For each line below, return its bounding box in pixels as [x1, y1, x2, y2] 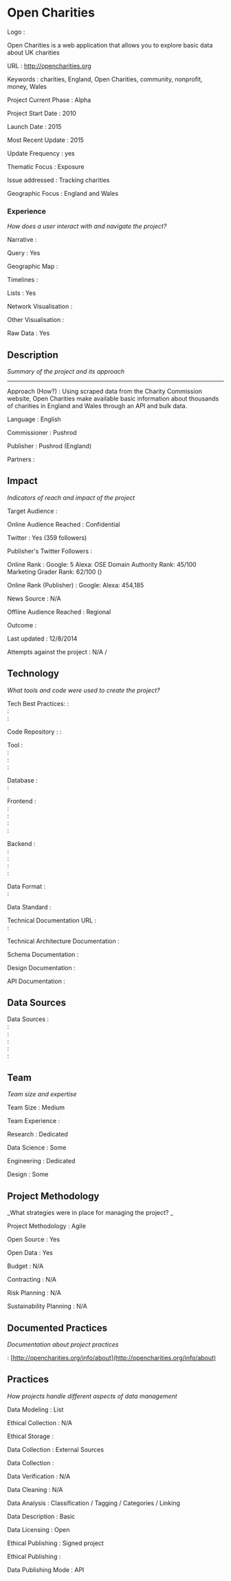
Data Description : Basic [7, 1512, 76, 1520]
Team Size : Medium [7, 1103, 65, 1111]
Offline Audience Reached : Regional [7, 607, 111, 616]
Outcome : [7, 621, 37, 629]
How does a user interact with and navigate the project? [7, 222, 167, 230]
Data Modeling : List [7, 1405, 64, 1413]
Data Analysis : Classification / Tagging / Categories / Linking [7, 1498, 181, 1507]
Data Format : [7, 882, 46, 890]
